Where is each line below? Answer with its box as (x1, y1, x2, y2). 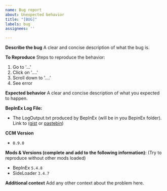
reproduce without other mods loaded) (5, 155, 86, 161)
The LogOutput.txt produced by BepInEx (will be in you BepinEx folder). (12, 115, 162, 121)
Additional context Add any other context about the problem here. (5, 180, 144, 186)
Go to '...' (12, 64, 31, 70)
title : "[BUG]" (5, 17, 37, 22)
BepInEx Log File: (5, 105, 43, 111)
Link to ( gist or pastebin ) (12, 120, 64, 126)
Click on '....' (12, 69, 38, 76)
